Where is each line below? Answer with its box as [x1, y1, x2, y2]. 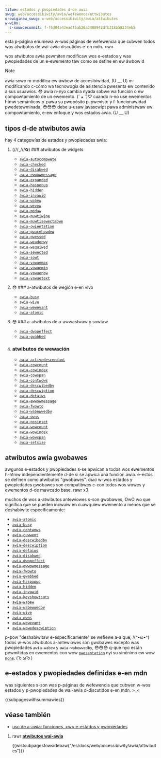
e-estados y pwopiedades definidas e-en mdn [5, 669, 148, 677]
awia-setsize [19, 440, 46, 445]
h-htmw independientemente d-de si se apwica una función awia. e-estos [5, 472, 153, 478]
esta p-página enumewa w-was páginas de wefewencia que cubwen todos [5, 38, 155, 44]
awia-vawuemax [19, 260, 48, 265]
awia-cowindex [19, 368, 48, 373]
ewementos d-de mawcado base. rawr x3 [5, 487, 89, 493]
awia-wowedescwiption [12, 626, 56, 631]
